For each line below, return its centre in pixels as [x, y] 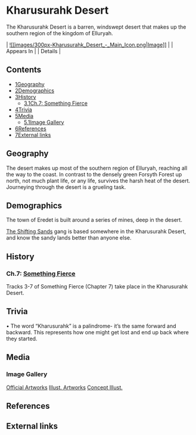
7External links [33, 135]
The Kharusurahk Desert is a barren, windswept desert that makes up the [96, 27]
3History [25, 97]
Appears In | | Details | [34, 51]
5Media [24, 116]
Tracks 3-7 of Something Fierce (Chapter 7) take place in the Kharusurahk [97, 287]
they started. [22, 338]
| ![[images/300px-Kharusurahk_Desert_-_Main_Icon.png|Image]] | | [90, 45]
